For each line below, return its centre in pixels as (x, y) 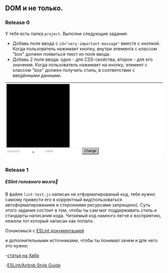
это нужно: (17, 246)
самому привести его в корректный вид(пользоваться (64, 200)
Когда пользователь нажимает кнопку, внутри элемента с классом (85, 49)
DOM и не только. (34, 8)
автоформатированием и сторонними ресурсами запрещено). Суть (78, 205)
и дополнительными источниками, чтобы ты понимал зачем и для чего (81, 240)
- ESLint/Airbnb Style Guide (33, 265)
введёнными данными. (37, 75)
